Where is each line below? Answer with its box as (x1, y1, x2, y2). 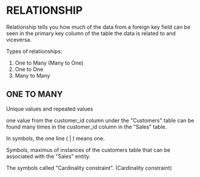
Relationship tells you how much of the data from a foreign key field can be (6, 23, 191, 30)
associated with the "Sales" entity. (6, 152, 91, 160)
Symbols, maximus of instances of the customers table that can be (6, 146, 171, 153)
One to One (14, 65, 44, 72)
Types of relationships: (6, 47, 63, 54)
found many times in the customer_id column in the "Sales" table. (6, 123, 167, 130)
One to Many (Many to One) (14, 59, 84, 66)
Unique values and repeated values (6, 105, 94, 112)
